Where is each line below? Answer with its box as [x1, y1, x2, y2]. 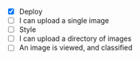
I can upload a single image [18, 16, 110, 26]
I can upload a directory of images [18, 34, 132, 43]
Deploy [18, 7, 43, 16]
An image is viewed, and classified [18, 43, 133, 53]
